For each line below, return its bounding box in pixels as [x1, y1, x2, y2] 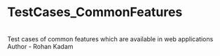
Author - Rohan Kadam [7, 42, 74, 50]
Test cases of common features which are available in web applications [7, 34, 214, 43]
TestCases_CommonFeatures [7, 4, 183, 20]
